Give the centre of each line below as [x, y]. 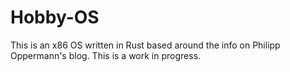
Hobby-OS [55, 17]
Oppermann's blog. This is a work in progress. [106, 55]
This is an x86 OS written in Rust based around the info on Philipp [145, 45]
